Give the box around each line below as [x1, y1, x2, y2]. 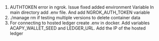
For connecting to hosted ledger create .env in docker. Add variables [9, 20, 150, 26]
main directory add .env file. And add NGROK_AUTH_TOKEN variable [9, 9, 150, 15]
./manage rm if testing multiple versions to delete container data [9, 15, 141, 20]
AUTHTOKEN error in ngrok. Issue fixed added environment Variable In [9, 4, 154, 10]
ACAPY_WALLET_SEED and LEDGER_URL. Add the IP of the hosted [9, 25, 146, 31]
